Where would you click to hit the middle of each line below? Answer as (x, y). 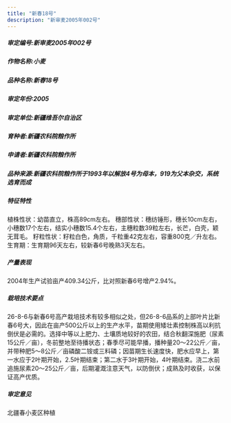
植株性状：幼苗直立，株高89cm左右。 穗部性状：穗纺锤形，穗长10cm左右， (114, 219)
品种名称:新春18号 (33, 80)
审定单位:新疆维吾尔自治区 (44, 117)
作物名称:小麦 (26, 61)
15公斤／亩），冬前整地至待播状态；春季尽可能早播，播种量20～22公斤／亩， (115, 342)
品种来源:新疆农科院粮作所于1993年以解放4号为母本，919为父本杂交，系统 (113, 174)
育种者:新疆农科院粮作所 (41, 136)
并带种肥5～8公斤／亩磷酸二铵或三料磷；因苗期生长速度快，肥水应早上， (110, 351)
